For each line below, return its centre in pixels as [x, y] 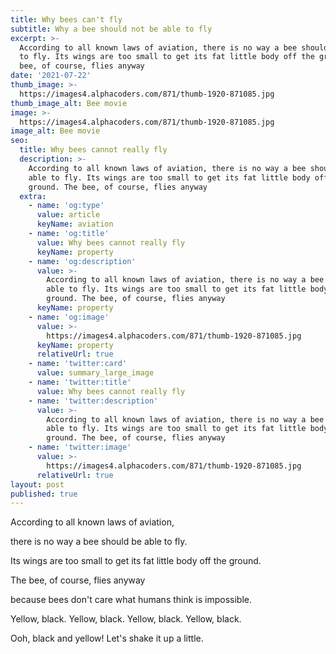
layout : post [37, 484]
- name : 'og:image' [69, 317]
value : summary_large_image [95, 373]
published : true [44, 494]
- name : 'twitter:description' [93, 401]
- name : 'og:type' [66, 206]
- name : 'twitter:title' [80, 382]
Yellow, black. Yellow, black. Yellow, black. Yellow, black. [126, 619]
